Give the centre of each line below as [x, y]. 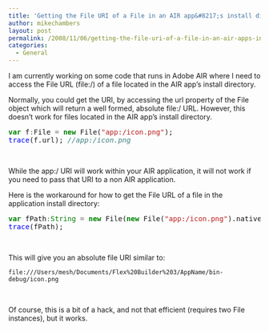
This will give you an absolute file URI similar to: [87, 258]
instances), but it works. [48, 318]
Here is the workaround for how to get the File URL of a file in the [116, 195]
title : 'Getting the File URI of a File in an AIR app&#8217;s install [130, 16]
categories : [28, 46]
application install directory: [54, 204]
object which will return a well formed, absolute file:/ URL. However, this [127, 108]
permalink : [26, 38]
